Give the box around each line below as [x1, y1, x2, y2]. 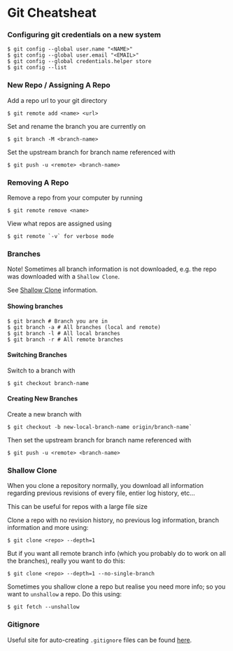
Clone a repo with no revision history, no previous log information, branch [7, 516, 219, 524]
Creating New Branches [7, 394, 78, 403]
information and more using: [7, 524, 89, 532]
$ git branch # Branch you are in [7, 317, 108, 325]
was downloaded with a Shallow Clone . [7, 272, 120, 281]
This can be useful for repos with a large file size [7, 503, 148, 511]
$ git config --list [7, 64, 68, 71]
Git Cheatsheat [7, 5, 97, 21]
